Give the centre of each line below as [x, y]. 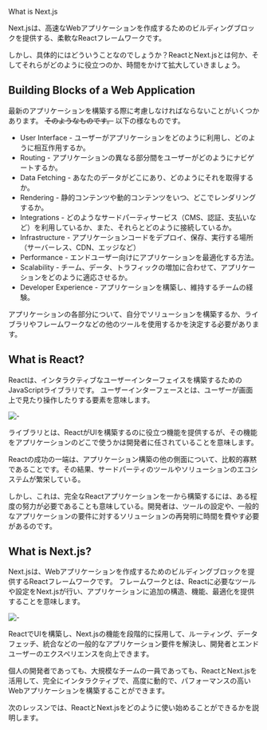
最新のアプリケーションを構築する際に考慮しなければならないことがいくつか [134, 110]
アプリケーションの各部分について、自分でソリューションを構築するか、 [127, 314]
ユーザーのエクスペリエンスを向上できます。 [81, 654]
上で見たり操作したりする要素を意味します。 [81, 400]
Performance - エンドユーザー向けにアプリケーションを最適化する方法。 [139, 257]
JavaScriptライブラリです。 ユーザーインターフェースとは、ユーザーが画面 [131, 389]
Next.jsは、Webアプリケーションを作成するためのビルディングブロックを [128, 572]
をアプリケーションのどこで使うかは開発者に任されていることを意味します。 [133, 442]
